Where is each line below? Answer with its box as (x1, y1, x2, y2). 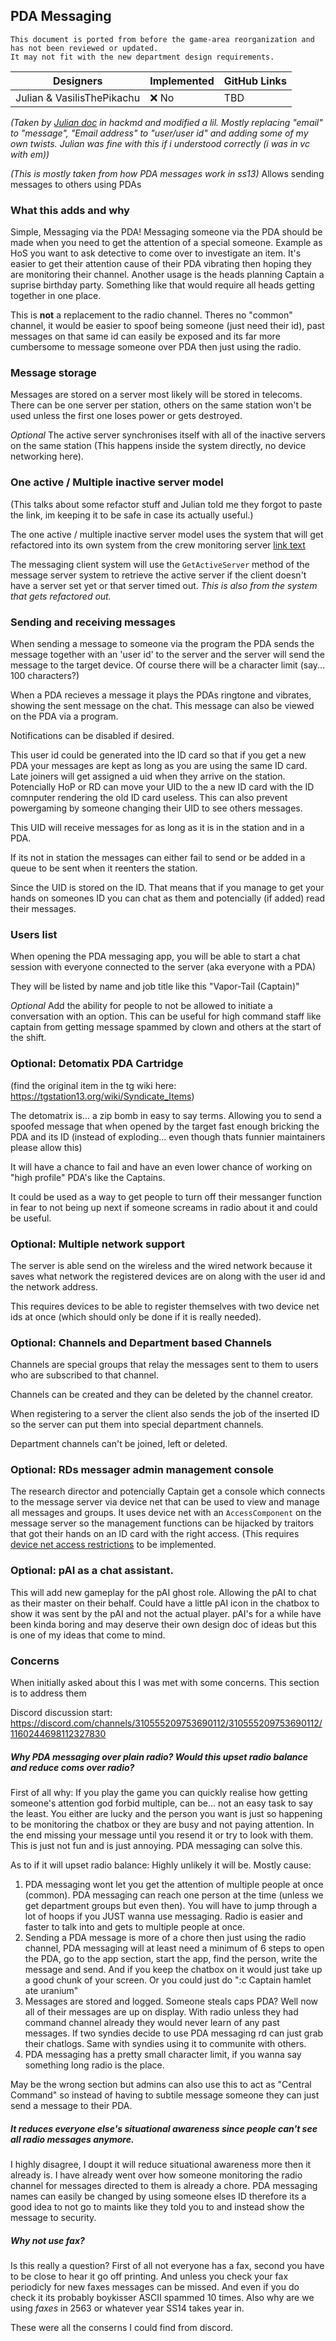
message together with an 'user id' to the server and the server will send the (10, 649, 325, 660)
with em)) (10, 148, 50, 160)
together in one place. (10, 290, 102, 302)
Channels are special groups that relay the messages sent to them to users (10, 1359, 319, 1371)
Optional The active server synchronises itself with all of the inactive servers (10, 429, 326, 441)
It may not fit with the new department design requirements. (10, 52, 275, 62)
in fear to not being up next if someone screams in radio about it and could (10, 1201, 318, 1213)
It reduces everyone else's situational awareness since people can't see (10, 2122, 318, 2134)
